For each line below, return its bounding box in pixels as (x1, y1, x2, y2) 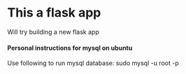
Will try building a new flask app (7, 28, 99, 36)
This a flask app (7, 5, 101, 21)
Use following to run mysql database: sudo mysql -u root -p (7, 59, 180, 67)
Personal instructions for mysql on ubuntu (7, 44, 133, 52)
